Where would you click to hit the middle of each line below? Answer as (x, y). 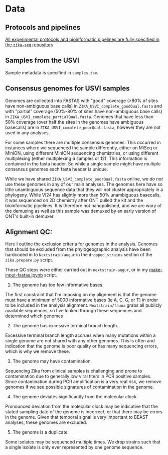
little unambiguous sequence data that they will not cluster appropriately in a (84, 190)
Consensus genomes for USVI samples (67, 88)
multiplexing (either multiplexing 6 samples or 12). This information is (76, 158)
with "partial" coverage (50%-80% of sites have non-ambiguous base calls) (84, 111)
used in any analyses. (28, 132)
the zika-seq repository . (30, 45)
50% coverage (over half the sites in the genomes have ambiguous (74, 122)
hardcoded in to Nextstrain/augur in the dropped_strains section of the (79, 255)
